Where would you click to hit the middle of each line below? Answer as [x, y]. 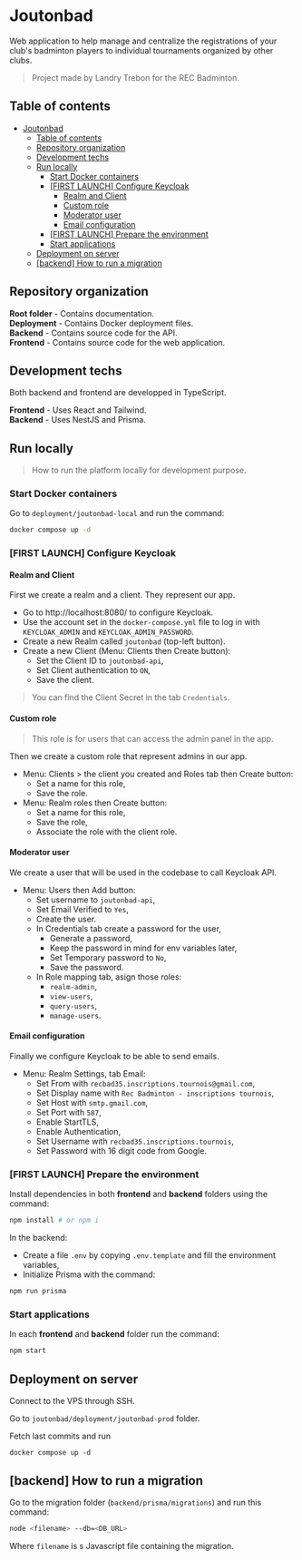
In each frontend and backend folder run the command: [114, 1334]
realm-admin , [73, 986]
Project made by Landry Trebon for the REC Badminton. [136, 77]
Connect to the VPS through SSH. [72, 1401]
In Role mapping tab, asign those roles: [109, 977]
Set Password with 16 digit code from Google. [121, 1151]
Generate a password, [91, 938]
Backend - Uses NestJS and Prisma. [78, 420]
